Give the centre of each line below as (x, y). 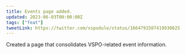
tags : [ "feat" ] (25, 22)
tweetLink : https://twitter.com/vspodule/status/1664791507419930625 (93, 28)
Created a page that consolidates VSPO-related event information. (87, 45)
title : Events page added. (39, 11)
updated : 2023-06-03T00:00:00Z (44, 17)
